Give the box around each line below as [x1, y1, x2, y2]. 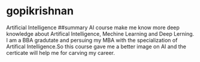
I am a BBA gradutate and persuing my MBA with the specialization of [6, 36, 178, 44]
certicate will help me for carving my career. [6, 49, 115, 56]
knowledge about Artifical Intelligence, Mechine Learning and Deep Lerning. [6, 30, 195, 37]
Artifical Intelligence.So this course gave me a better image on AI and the [6, 43, 187, 50]
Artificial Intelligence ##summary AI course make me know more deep [6, 24, 180, 31]
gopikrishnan [6, 4, 74, 18]
